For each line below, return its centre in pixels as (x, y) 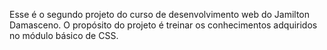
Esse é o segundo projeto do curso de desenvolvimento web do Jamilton (160, 14)
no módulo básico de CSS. (64, 35)
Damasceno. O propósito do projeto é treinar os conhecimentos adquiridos (163, 25)
